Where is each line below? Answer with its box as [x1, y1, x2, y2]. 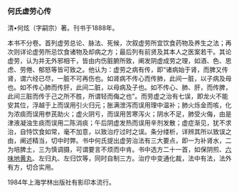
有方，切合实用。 [7, 163, 58, 172]
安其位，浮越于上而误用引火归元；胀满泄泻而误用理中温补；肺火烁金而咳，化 [7, 101, 232, 109]
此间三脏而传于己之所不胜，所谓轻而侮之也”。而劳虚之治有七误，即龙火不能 [7, 92, 229, 101]
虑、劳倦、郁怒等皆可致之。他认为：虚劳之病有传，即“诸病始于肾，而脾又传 [7, 65, 229, 74]
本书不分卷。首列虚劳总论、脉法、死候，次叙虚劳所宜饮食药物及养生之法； [7, 39, 225, 48]
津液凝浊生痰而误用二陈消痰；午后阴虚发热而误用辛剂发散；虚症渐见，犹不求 [7, 118, 232, 127]
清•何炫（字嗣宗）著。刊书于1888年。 [7, 23, 119, 33]
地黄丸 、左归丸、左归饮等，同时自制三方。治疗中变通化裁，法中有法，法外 [13, 154, 232, 162]
